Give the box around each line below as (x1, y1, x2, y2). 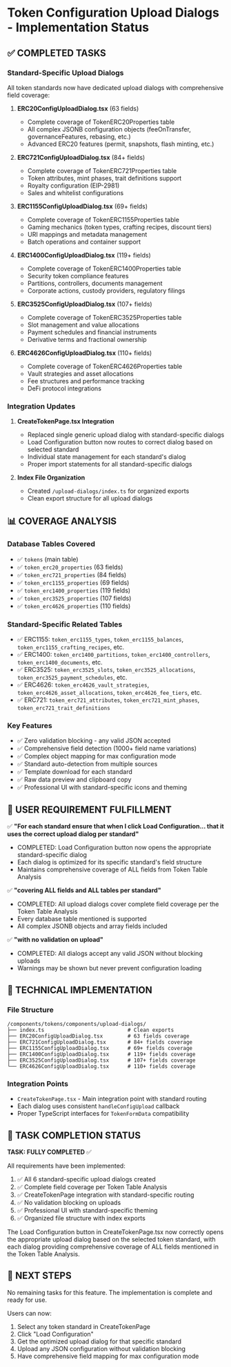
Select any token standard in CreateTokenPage (17, 1322, 150, 1330)
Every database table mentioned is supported (17, 915, 147, 923)
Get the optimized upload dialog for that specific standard (17, 1337, 181, 1346)
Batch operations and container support (27, 237, 141, 246)
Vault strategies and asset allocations (27, 369, 134, 378)
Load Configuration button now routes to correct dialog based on (27, 438, 213, 446)
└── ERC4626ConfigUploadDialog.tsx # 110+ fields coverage (7, 1062, 196, 1070)
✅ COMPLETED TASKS (7, 47, 107, 59)
